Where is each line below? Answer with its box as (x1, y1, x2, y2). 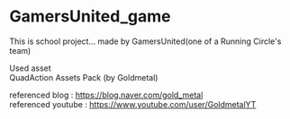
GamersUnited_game (9, 6, 171, 27)
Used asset (9, 63, 51, 73)
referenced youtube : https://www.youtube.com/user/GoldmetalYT (9, 98, 257, 109)
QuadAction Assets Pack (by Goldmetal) (9, 72, 159, 82)
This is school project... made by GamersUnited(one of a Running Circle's (9, 36, 282, 47)
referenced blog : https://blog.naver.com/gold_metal (9, 89, 204, 100)
